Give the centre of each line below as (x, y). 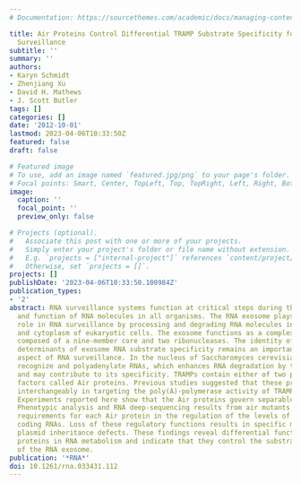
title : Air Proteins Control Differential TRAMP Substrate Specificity (146, 34)
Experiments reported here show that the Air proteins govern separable (156, 400)
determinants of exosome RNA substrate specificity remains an (138, 350)
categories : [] (38, 117)
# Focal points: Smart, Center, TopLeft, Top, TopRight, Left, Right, (144, 183)
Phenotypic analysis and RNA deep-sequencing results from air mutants (154, 408)
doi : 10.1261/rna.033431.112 (64, 466)
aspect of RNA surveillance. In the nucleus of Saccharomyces (136, 358)
